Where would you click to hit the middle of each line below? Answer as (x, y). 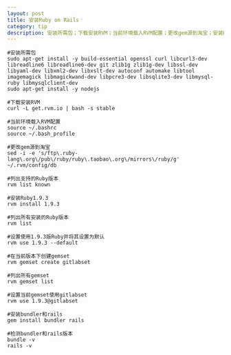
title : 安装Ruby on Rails (43, 20)
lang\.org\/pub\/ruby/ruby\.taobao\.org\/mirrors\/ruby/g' (93, 159)
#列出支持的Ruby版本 (33, 179)
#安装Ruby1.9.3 (28, 198)
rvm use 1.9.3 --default (43, 243)
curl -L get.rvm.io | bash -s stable (61, 109)
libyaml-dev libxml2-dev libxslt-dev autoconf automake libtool (101, 71)
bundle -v (21, 340)
